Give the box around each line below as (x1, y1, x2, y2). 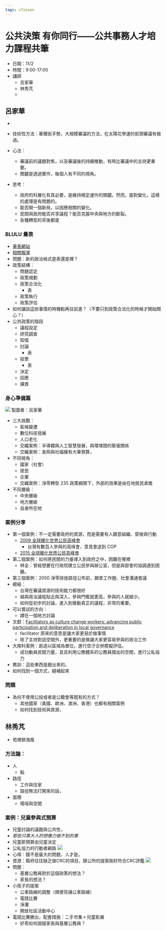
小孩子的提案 (12, 882, 39, 888)
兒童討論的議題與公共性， (12, 826, 65, 832)
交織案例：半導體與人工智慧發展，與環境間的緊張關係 (19, 442, 130, 448)
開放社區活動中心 (19, 907, 55, 913)
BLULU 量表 (5, 231, 33, 238)
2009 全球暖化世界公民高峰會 (19, 538, 81, 544)
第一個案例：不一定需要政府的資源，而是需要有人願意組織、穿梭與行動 (12, 531, 157, 537)
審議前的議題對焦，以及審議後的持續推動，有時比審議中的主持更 (19, 158, 151, 164)
